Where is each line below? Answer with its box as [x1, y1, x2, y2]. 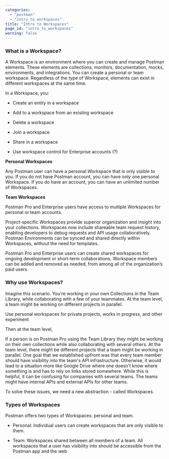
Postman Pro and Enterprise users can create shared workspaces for [5, 250, 149, 256]
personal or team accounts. [5, 209, 63, 215]
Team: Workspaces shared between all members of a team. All [12, 437, 143, 443]
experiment [5, 316, 29, 322]
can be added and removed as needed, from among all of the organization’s [5, 261, 163, 267]
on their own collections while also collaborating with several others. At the [5, 341, 161, 347]
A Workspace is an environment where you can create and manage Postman [5, 59, 164, 65]
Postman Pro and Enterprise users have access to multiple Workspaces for [5, 204, 161, 210]
